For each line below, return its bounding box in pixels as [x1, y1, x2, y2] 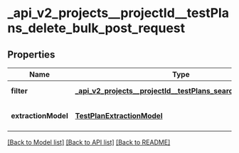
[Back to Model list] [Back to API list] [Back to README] [7, 138, 171, 147]
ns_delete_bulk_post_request [7, 20, 186, 36]
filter [11, 86, 28, 95]
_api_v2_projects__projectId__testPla [7, 5, 230, 21]
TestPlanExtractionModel [75, 111, 163, 120]
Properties [7, 48, 55, 60]
